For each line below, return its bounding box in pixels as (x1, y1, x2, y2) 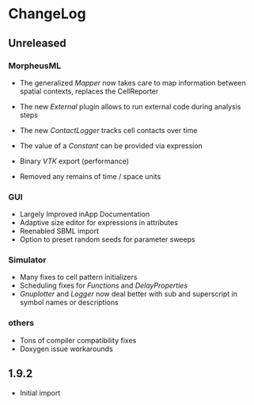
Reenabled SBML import (19, 227, 100, 236)
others (8, 318, 34, 329)
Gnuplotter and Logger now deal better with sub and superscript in (19, 289, 237, 299)
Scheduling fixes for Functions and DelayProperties (19, 281, 188, 290)
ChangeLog (8, 5, 86, 23)
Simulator (8, 254, 47, 266)
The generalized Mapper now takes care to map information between (19, 78, 247, 87)
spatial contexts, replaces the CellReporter (19, 86, 159, 96)
